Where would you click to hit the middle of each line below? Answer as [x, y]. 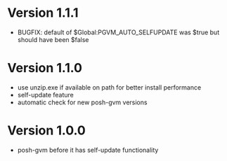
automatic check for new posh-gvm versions [82, 102]
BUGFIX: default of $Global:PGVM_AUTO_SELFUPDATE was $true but [118, 32]
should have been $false [53, 39]
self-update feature [45, 94]
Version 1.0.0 [46, 131]
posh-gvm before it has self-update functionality [88, 150]
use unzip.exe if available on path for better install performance [109, 87]
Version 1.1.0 [45, 68]
